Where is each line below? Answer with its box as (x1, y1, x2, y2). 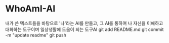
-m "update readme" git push (5, 32, 67, 38)
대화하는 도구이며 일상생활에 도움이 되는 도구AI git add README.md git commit (5, 26, 164, 32)
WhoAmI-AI (5, 3, 56, 14)
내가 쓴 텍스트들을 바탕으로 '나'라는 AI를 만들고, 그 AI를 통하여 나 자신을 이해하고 (5, 20, 163, 26)
